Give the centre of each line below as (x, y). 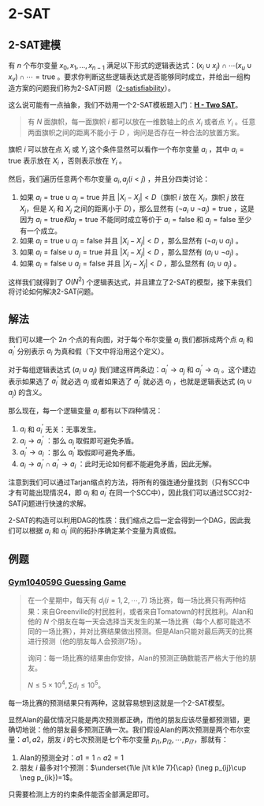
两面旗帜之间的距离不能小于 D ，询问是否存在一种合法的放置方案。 (136, 133)
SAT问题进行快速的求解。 (49, 503)
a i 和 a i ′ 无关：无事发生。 (60, 429)
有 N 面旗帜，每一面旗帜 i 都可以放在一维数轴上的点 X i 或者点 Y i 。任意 (141, 122)
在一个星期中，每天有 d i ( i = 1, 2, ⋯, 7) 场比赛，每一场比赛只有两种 (133, 601)
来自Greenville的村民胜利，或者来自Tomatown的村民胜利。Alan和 (147, 611)
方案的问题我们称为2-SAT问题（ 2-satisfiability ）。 (95, 88)
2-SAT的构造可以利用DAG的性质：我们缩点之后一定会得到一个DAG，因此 (126, 520)
